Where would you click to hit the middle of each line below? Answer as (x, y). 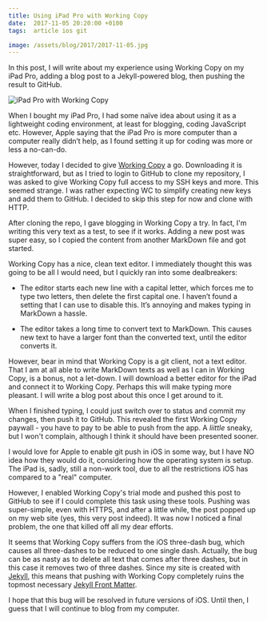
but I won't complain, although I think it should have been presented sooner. (133, 436)
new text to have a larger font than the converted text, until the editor (133, 337)
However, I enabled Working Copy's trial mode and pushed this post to (125, 493)
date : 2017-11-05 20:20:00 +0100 (66, 23)
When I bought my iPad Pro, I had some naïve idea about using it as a (122, 116)
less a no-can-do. (38, 149)
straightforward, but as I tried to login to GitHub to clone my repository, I (127, 173)
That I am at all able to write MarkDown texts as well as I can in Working (127, 370)
